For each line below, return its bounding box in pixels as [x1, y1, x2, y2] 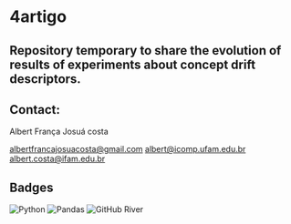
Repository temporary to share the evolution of [9, 43, 282, 58]
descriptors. [9, 71, 82, 87]
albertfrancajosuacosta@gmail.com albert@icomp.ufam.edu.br [9, 144, 246, 155]
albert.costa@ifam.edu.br [9, 153, 106, 165]
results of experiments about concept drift [9, 56, 256, 72]
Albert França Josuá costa [9, 126, 109, 137]
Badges [9, 179, 54, 195]
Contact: [9, 102, 61, 117]
